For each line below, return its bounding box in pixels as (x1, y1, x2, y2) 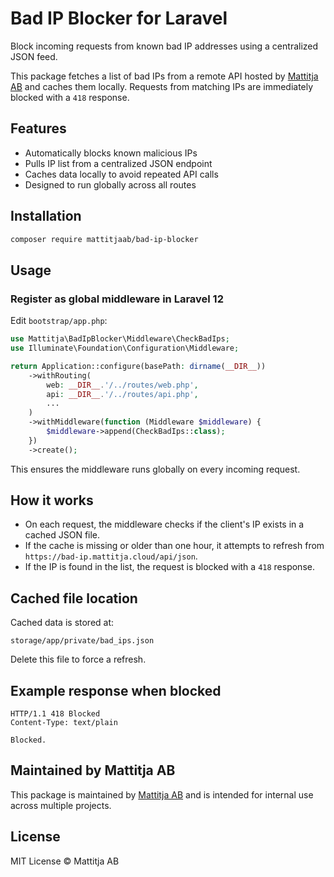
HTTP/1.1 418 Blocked (10, 709, 101, 719)
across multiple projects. (10, 799, 112, 811)
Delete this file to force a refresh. (10, 653, 147, 666)
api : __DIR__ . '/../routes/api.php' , (46, 389, 199, 399)
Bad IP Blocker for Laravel (10, 7, 228, 30)
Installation (10, 208, 82, 225)
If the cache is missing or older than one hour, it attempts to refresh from (24, 540, 325, 552)
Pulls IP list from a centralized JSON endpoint (24, 157, 213, 169)
